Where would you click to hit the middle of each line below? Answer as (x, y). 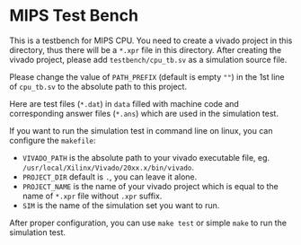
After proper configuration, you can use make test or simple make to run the (148, 223)
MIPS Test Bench (74, 16)
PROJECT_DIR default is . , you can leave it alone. (110, 177)
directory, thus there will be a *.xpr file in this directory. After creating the (146, 49)
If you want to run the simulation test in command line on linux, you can (141, 130)
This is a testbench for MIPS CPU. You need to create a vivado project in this (151, 40)
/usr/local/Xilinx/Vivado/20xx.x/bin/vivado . (108, 167)
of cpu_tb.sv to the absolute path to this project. (98, 86)
